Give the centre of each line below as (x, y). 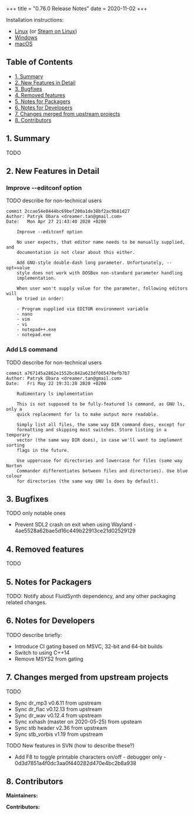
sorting (16, 445)
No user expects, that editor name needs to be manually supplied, (101, 242)
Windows (26, 37)
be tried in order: (41, 299)
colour (14, 476)
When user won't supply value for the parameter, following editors (102, 289)
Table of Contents (40, 62)
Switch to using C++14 (42, 652)
